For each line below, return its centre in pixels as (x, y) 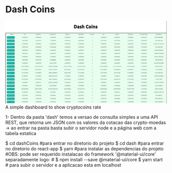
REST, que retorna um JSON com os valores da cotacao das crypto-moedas (86, 123)
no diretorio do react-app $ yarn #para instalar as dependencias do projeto (84, 149)
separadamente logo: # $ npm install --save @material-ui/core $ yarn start (84, 160)
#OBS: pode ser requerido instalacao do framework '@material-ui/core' (81, 154)
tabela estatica (21, 134)
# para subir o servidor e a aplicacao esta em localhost (63, 165)
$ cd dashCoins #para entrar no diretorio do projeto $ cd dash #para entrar (85, 143)
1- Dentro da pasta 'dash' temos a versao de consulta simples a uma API (82, 117)
